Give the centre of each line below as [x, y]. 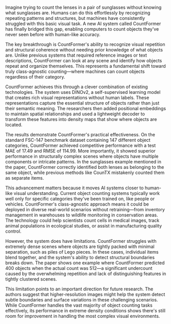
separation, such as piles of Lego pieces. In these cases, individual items [82, 252]
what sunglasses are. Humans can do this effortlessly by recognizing [78, 13]
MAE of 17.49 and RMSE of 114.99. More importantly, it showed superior [80, 151]
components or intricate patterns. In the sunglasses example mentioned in [83, 162]
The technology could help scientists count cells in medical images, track [82, 220]
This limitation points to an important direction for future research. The [79, 289]
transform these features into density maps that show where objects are [81, 119]
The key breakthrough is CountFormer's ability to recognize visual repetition [85, 44]
